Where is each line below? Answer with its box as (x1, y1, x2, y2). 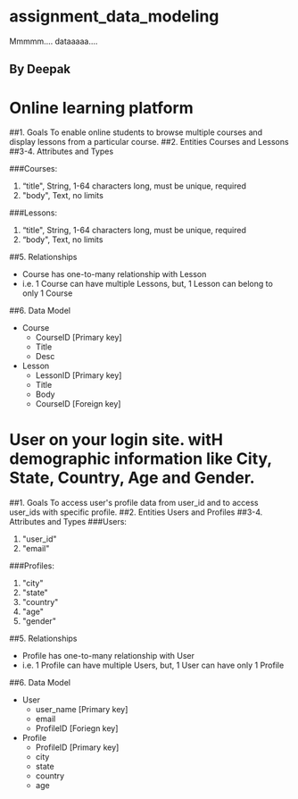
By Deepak (9, 62, 71, 77)
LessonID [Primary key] (35, 370, 122, 381)
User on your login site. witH (9, 430, 223, 450)
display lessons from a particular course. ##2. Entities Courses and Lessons (9, 137, 289, 147)
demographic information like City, (9, 449, 272, 469)
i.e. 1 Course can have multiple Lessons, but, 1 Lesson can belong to (21, 279, 274, 290)
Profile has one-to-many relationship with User (21, 651, 195, 661)
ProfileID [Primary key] (35, 742, 120, 753)
